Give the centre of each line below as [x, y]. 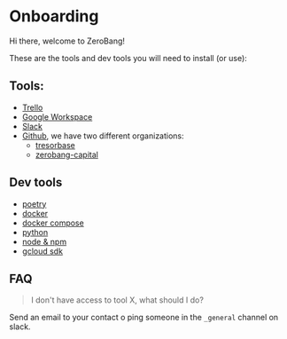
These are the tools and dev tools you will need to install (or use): [128, 58]
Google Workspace [57, 116]
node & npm [44, 241]
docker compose [53, 223]
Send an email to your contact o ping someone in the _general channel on [144, 318]
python [35, 232]
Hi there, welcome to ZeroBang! [67, 41]
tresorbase [55, 145]
